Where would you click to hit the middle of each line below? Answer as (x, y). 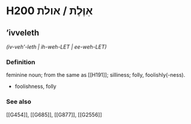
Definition (21, 62)
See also (19, 102)
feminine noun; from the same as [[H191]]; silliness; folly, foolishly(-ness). (96, 75)
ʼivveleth (23, 33)
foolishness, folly (35, 86)
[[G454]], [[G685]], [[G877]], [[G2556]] (54, 115)
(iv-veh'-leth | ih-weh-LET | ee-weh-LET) (56, 47)
